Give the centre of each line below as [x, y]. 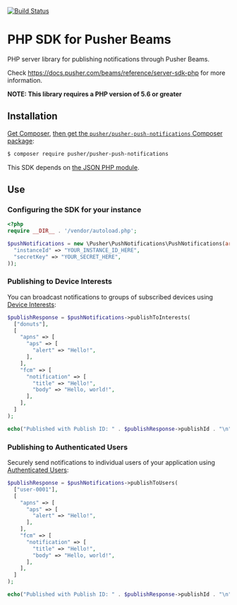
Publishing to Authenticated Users [68, 447]
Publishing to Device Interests [60, 282]
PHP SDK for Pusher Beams [89, 40]
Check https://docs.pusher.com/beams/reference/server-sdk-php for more [116, 73]
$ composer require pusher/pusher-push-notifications [88, 154]
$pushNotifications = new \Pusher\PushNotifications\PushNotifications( [116, 244]
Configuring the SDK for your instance [74, 209]
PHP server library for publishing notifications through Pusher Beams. [109, 59]
